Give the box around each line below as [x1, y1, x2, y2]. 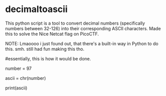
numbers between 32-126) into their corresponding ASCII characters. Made [5, 25, 161, 31]
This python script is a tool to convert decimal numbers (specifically [5, 20, 145, 26]
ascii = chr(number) [5, 75, 46, 81]
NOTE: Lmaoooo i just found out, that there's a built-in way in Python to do [5, 40, 158, 46]
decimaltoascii [5, 4, 68, 15]
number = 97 [5, 65, 32, 71]
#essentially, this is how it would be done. [5, 55, 91, 61]
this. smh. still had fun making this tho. [5, 46, 84, 52]
